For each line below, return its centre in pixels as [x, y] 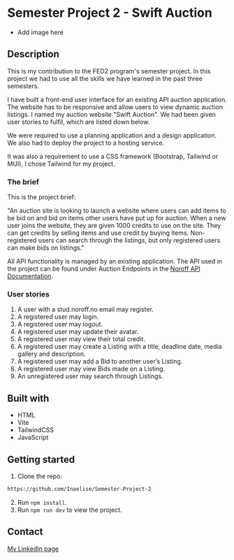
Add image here [41, 32]
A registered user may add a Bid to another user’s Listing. [100, 361]
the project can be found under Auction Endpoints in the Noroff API [104, 269]
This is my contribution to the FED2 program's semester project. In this [109, 71]
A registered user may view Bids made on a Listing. [91, 369]
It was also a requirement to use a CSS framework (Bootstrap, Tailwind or [113, 156]
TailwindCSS [36, 430]
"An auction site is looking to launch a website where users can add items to [117, 210]
